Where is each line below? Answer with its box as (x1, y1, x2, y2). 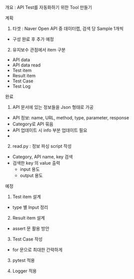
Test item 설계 (12, 194, 41, 200)
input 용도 (19, 166, 40, 172)
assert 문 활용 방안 (12, 226, 49, 231)
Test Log (12, 83, 31, 89)
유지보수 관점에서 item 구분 (12, 47, 66, 52)
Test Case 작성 (12, 236, 43, 242)
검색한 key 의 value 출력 (12, 160, 60, 166)
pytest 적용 (12, 258, 35, 263)
